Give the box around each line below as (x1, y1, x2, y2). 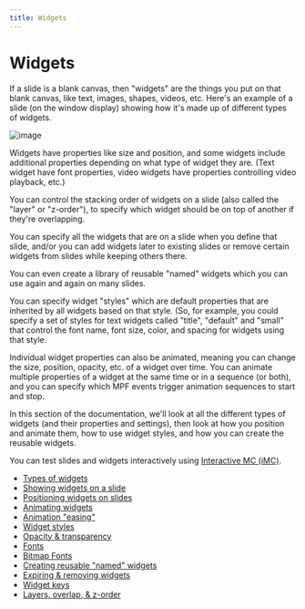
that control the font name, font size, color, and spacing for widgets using (9, 325, 285, 335)
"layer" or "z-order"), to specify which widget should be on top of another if (9, 203, 294, 214)
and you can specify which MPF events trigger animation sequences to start (9, 380, 296, 392)
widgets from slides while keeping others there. (9, 250, 188, 261)
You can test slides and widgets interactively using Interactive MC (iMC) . (9, 455, 282, 466)
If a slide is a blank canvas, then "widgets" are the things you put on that (9, 83, 281, 94)
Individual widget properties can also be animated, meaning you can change (9, 352, 296, 363)
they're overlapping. (9, 213, 85, 224)
